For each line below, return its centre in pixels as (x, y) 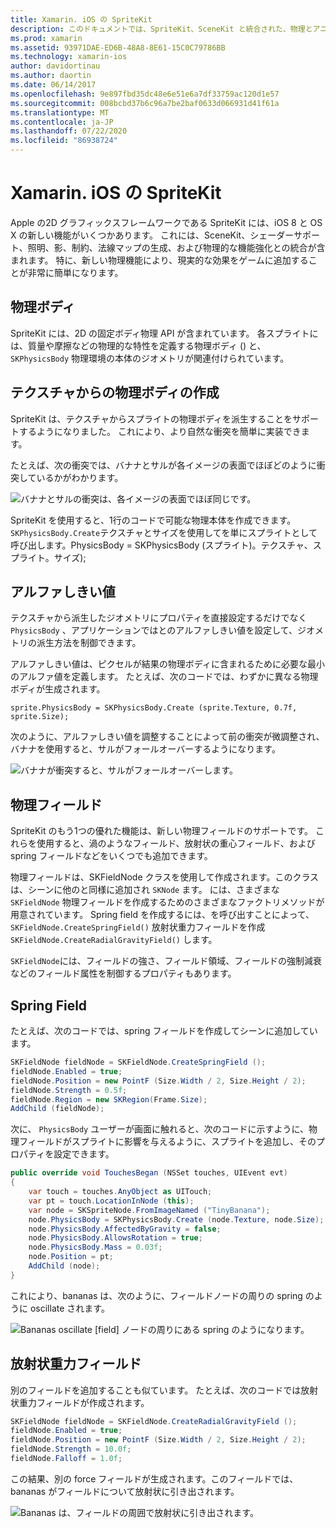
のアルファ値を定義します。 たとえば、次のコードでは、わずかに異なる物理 (164, 677)
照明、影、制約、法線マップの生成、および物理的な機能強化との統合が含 (176, 247)
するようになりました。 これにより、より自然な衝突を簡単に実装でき (160, 431)
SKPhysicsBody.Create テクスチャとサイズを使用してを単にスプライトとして (164, 532)
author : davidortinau (55, 66)
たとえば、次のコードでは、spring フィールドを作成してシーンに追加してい (164, 1030)
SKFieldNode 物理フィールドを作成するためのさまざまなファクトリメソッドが (167, 902)
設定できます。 (84, 1154)
